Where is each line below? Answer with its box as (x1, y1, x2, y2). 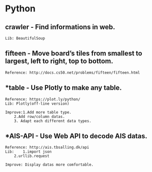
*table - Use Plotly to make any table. (5, 84, 122, 92)
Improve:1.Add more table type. (5, 110, 72, 115)
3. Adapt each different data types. (14, 118, 92, 123)
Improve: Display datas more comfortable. (5, 162, 94, 168)
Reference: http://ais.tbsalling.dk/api (5, 145, 90, 150)
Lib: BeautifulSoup (5, 36, 45, 41)
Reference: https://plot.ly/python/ (5, 97, 80, 102)
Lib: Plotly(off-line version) (5, 101, 70, 106)
